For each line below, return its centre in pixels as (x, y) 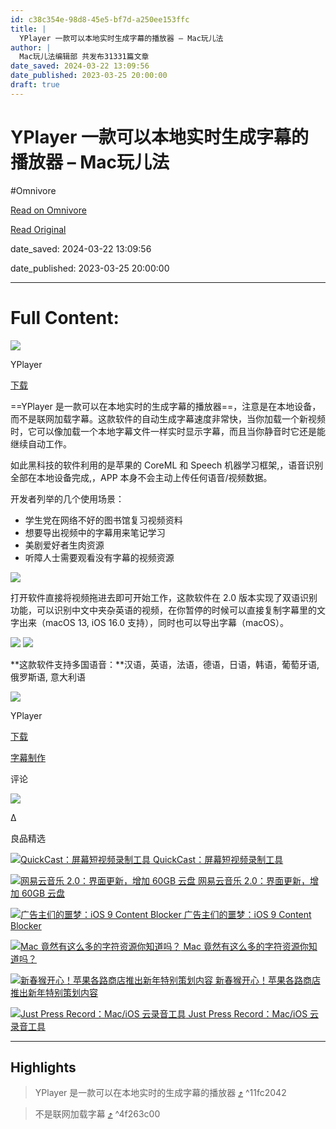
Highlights (43, 1067)
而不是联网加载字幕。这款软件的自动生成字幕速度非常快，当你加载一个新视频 (168, 418)
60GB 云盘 (43, 893)
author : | (31, 47)
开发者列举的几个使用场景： (67, 498)
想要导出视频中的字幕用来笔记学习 (95, 532)
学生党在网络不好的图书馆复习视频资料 (103, 520)
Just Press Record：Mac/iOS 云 (254, 1013)
